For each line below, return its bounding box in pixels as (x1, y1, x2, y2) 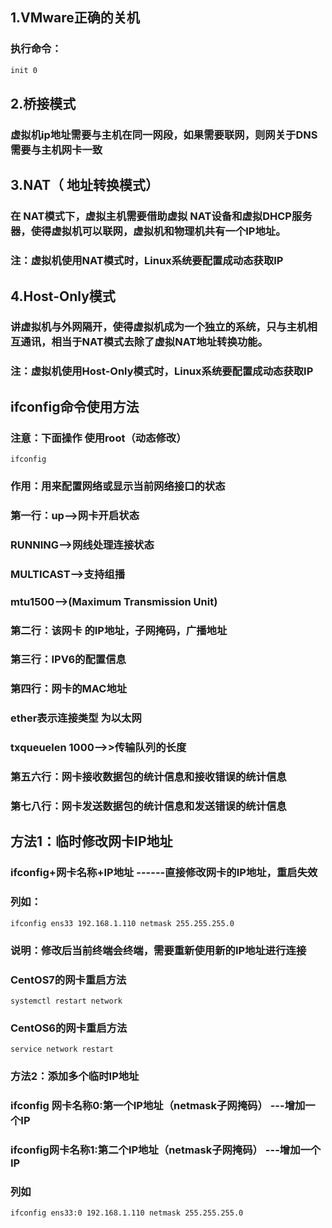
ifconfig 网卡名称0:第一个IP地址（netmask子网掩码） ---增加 (10, 1099, 306, 1113)
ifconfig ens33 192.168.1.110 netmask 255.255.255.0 (10, 918, 235, 928)
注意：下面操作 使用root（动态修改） (10, 431, 187, 445)
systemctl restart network (10, 996, 123, 1006)
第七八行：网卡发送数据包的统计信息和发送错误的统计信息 (10, 799, 287, 813)
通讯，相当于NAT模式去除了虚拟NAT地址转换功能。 (20, 335, 268, 349)
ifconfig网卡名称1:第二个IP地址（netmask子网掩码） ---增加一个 (10, 1143, 322, 1157)
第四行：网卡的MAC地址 (10, 682, 128, 696)
